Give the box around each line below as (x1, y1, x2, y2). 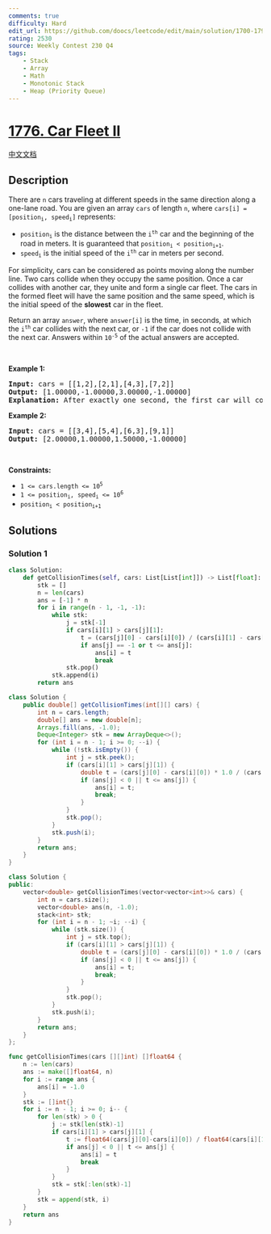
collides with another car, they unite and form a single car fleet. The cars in (8, 282, 258, 292)
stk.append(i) (51, 671, 99, 679)
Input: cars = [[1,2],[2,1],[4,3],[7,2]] (8, 379, 175, 388)
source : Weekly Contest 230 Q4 (8, 42, 114, 50)
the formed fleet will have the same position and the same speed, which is (8, 291, 256, 300)
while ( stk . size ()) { (51, 925, 125, 934)
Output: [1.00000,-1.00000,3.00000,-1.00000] (8, 387, 192, 397)
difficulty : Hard (8, 19, 67, 27)
